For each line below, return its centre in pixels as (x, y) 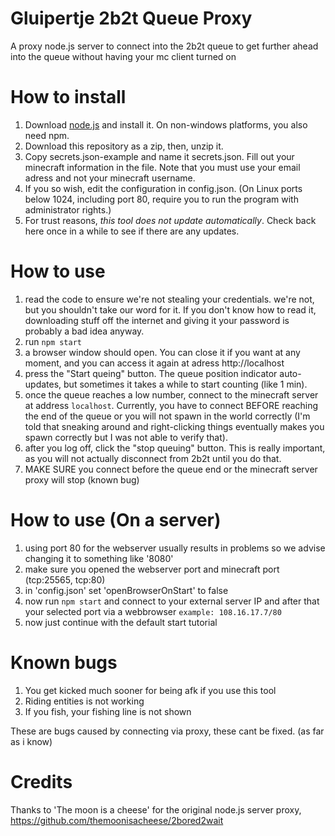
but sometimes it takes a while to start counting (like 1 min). (185, 384)
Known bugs (64, 662)
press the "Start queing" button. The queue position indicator (151, 373)
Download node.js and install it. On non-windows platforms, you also (166, 124)
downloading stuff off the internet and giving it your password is (157, 320)
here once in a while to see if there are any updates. (132, 231)
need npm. (47, 135)
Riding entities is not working (84, 701)
